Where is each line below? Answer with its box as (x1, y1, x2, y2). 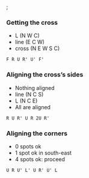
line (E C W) (14, 39, 45, 46)
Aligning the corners (6, 129, 68, 138)
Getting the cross (6, 18, 58, 27)
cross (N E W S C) (14, 45, 60, 52)
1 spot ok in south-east (14, 149, 72, 156)
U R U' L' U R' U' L (6, 167, 58, 173)
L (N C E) (14, 97, 38, 104)
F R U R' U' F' (6, 57, 44, 63)
